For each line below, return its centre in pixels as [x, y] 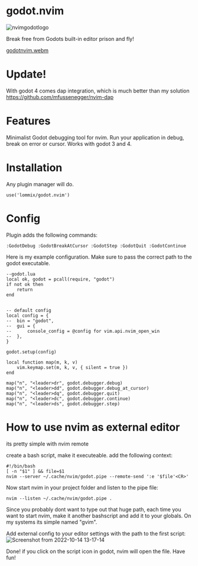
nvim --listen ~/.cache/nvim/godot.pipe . [59, 498]
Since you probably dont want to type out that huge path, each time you [94, 509]
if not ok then [25, 284]
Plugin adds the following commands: [52, 235]
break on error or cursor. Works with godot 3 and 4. [69, 144]
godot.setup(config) [32, 352]
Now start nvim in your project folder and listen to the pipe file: [82, 487]
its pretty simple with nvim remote [47, 444]
